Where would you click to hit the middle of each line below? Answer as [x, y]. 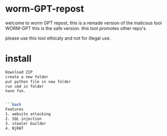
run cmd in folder [25, 86]
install [18, 59]
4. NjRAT [14, 128]
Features [14, 110]
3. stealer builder [26, 123]
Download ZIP [19, 72]
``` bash [13, 105]
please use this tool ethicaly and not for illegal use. [58, 38]
